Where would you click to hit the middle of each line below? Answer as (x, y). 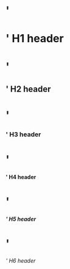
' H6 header (21, 261)
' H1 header (35, 39)
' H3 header (23, 134)
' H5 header (21, 219)
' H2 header (28, 89)
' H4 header (21, 177)
